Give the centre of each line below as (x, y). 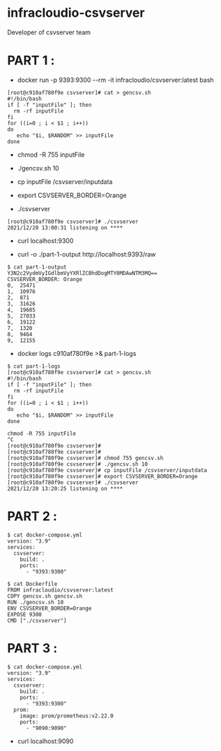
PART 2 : (32, 516)
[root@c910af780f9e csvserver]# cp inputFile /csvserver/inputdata (107, 470)
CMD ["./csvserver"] (37, 620)
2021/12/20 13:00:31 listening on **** (65, 228)
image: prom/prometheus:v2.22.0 (67, 716)
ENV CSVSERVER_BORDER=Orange (49, 608)
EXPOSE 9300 (24, 614)
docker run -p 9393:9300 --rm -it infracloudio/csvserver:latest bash (115, 80)
